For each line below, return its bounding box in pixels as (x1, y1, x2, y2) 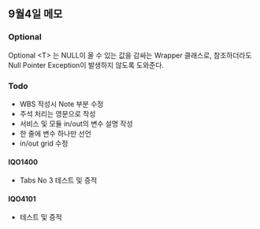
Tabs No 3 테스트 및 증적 (19, 175, 98, 185)
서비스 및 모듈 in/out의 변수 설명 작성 (19, 119, 133, 128)
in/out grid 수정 (19, 139, 69, 148)
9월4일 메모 (8, 7, 63, 21)
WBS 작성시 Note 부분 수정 (19, 99, 104, 109)
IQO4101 (8, 194, 37, 203)
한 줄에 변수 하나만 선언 (19, 128, 92, 138)
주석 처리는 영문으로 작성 (19, 109, 96, 118)
